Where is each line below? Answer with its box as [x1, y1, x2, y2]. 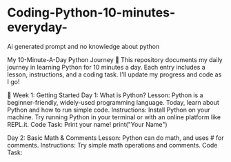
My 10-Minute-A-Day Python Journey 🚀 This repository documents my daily [7, 55, 223, 63]
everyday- [7, 19, 68, 35]
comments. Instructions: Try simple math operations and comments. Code [7, 141, 218, 149]
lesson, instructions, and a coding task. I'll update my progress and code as [7, 70, 222, 79]
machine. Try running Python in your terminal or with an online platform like [7, 112, 221, 121]
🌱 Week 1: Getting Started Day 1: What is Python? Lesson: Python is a [7, 91, 203, 99]
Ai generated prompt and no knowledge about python [7, 42, 160, 50]
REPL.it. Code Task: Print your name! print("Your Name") [7, 120, 168, 128]
